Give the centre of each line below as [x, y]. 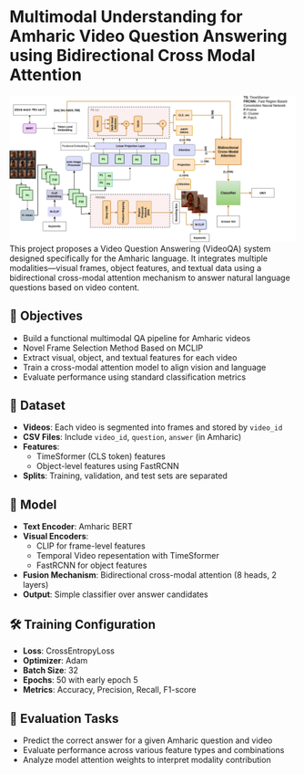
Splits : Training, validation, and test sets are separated [125, 476]
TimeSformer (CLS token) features [101, 456]
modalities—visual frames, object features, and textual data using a [136, 267]
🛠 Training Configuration [83, 624]
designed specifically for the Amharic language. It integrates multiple [139, 258]
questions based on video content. [75, 287]
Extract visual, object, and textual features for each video [130, 357]
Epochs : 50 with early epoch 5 [80, 680]
